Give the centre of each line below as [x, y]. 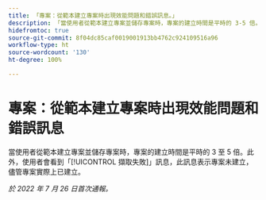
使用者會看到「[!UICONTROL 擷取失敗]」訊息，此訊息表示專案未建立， [137, 162]
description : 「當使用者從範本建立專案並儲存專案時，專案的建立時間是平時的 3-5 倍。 [135, 23]
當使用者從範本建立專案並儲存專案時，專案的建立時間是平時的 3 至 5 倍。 [128, 152]
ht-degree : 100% [35, 60]
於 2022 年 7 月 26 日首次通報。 [60, 188]
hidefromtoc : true [39, 30]
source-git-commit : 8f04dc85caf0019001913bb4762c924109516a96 [113, 38]
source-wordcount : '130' [49, 52]
